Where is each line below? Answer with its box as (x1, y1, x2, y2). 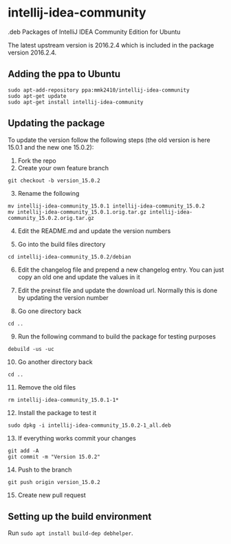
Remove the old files (17, 383, 76, 391)
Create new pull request (17, 491, 87, 499)
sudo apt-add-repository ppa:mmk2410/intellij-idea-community (8, 86, 190, 94)
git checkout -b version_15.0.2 (8, 177, 100, 184)
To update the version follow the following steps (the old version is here (8, 136, 210, 144)
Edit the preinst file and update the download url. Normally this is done (17, 286, 218, 294)
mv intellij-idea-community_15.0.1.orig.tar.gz (8, 208, 147, 215)
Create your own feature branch (17, 163, 109, 172)
